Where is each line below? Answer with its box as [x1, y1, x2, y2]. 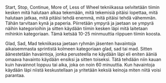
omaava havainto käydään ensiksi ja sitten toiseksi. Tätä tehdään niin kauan [5, 56, 161, 62]
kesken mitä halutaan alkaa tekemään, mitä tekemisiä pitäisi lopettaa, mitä [5, 9, 158, 15]
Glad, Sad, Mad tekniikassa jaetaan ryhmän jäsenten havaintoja [5, 40, 136, 46]
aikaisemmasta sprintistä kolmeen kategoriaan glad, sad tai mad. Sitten [5, 46, 152, 51]
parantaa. [5, 72, 25, 78]
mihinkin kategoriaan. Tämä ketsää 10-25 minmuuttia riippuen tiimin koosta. [5, 31, 161, 36]
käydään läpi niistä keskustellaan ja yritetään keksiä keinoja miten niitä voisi [5, 67, 161, 73]
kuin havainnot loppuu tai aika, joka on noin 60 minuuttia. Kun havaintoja [5, 62, 155, 67]
